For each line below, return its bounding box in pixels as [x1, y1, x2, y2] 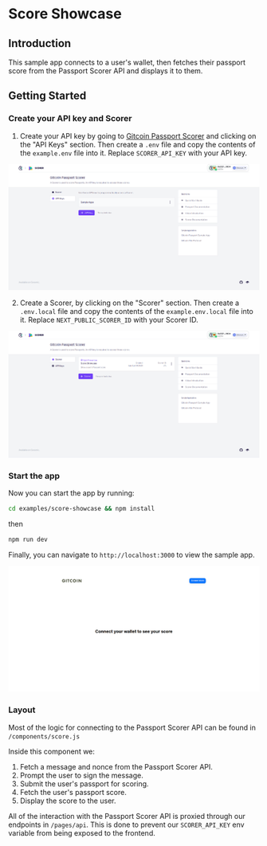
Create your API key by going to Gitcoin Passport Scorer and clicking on [19, 131, 257, 140]
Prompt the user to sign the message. [19, 770, 143, 780]
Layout [8, 704, 36, 715]
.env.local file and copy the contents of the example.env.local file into [19, 307, 253, 316]
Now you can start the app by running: [8, 488, 135, 498]
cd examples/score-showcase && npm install [8, 504, 155, 512]
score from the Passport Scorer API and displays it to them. [8, 66, 203, 76]
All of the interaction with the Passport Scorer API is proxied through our [8, 811, 245, 821]
